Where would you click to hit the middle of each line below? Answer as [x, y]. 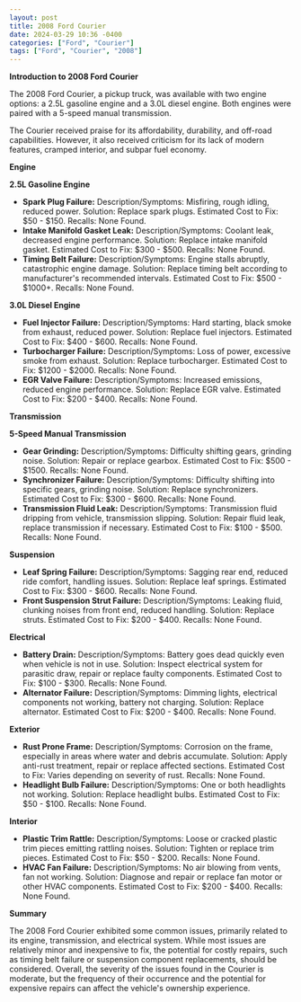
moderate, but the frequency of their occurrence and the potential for [138, 979]
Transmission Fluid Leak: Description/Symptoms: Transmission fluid [150, 509]
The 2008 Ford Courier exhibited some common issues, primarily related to [148, 931]
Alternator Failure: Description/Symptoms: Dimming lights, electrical [150, 693]
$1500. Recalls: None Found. [75, 470]
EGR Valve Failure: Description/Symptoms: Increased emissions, [142, 380]
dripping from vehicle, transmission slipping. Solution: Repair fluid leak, [154, 519]
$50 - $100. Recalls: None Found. [84, 804]
